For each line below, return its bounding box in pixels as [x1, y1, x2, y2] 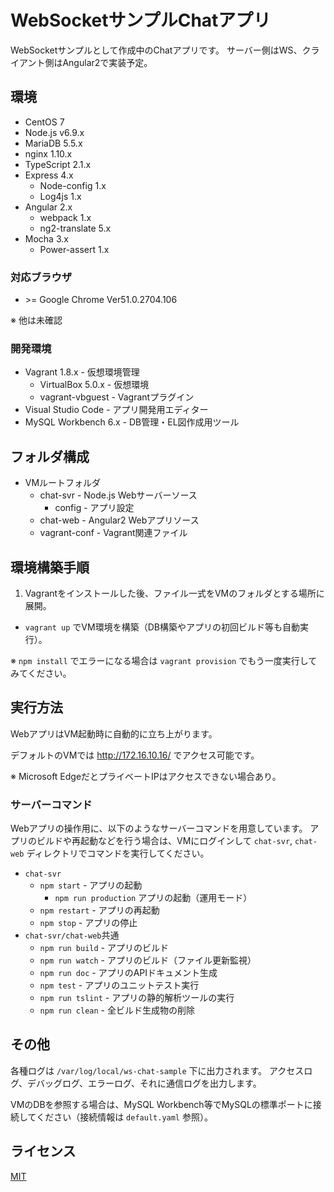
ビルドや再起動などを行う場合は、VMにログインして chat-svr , [36, 835, 293, 847]
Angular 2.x [24, 201, 73, 213]
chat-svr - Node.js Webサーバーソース [39, 489, 198, 501]
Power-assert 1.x [39, 243, 110, 255]
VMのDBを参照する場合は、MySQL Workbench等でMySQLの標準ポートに [10, 1098, 313, 1110]
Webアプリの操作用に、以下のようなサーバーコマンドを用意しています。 [10, 822, 308, 835]
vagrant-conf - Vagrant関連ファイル [39, 527, 188, 539]
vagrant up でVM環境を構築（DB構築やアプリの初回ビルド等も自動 [24, 621, 300, 633]
